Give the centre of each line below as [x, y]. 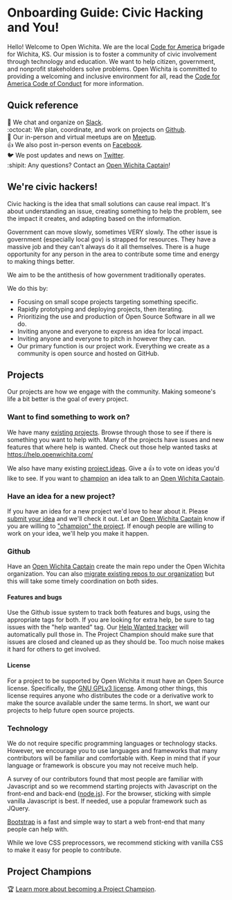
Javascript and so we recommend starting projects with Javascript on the [112, 786]
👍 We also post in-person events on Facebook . [75, 144]
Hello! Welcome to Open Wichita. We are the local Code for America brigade [116, 46]
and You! [33, 27]
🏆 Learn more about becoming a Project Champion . [82, 889]
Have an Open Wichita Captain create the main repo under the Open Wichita [116, 566]
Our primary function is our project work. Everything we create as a [113, 346]
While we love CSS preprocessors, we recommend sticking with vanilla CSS [115, 842]
